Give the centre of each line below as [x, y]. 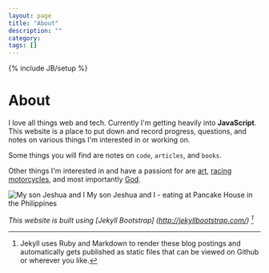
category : [25, 38]
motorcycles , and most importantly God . [75, 179]
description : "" [35, 30]
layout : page [30, 16]
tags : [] [23, 46]
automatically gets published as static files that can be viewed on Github [139, 251]
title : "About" [34, 23]
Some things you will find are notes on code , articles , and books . [115, 155]
